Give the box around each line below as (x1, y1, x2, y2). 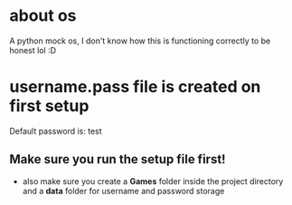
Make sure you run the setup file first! (9, 152, 226, 167)
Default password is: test (9, 126, 102, 136)
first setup (9, 96, 89, 116)
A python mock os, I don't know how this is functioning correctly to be (9, 35, 271, 46)
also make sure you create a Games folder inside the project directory (22, 175, 284, 186)
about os (9, 5, 77, 26)
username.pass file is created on (9, 77, 261, 98)
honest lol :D (9, 44, 57, 55)
